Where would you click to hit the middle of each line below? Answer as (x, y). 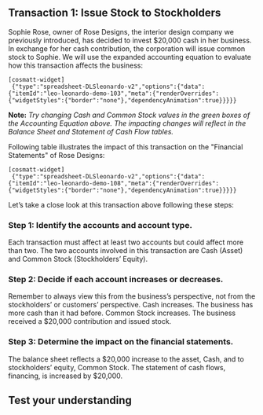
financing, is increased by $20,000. (66, 376)
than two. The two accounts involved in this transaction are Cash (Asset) (126, 251)
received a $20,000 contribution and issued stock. (90, 321)
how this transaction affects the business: (76, 65)
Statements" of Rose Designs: (57, 155)
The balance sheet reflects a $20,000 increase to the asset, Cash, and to (126, 359)
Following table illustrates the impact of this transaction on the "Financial (126, 147)
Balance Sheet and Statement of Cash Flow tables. (91, 131)
